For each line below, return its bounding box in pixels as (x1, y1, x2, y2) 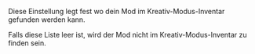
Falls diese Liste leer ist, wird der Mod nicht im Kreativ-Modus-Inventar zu (8, 31, 247, 39)
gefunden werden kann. (8, 15, 86, 24)
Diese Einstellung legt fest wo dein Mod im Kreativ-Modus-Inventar (8, 7, 225, 16)
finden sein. (8, 38, 47, 48)
